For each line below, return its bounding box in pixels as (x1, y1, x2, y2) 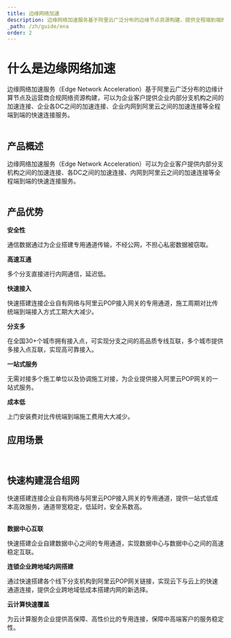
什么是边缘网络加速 (7, 61, 116, 76)
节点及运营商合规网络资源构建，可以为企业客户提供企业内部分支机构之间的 (12, 93, 224, 102)
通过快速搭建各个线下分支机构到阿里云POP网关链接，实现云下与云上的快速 (7, 577, 219, 585)
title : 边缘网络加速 (7, 10, 60, 17)
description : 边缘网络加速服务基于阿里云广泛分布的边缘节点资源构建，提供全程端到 (7, 16, 217, 23)
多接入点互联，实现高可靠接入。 (7, 345, 98, 353)
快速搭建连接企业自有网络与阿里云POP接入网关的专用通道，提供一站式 (7, 494, 206, 503)
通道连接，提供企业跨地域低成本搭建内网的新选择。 (7, 586, 152, 594)
